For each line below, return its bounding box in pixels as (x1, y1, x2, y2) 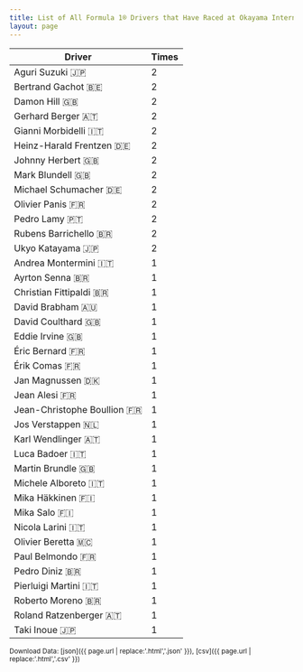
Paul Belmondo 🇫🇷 (14, 550, 96, 563)
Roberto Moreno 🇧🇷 (14, 593, 102, 606)
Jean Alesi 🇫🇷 (14, 388, 77, 401)
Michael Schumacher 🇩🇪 (14, 182, 123, 195)
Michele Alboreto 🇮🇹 (14, 476, 106, 489)
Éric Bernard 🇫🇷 (14, 344, 86, 357)
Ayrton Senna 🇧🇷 (14, 271, 90, 284)
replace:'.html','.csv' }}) (9, 654, 81, 664)
